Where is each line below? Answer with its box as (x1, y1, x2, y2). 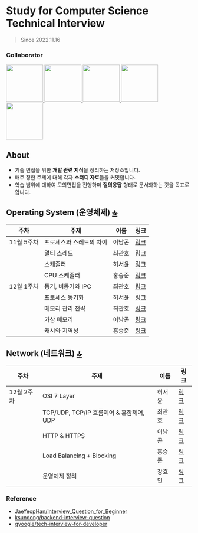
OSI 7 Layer (42, 391, 75, 400)
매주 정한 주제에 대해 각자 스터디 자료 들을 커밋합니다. (14, 174, 136, 181)
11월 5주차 (9, 238, 39, 246)
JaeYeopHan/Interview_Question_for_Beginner (14, 508, 128, 515)
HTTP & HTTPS (42, 431, 85, 440)
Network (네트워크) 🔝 (6, 348, 82, 358)
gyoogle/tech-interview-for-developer (14, 520, 108, 527)
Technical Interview (6, 17, 105, 30)
